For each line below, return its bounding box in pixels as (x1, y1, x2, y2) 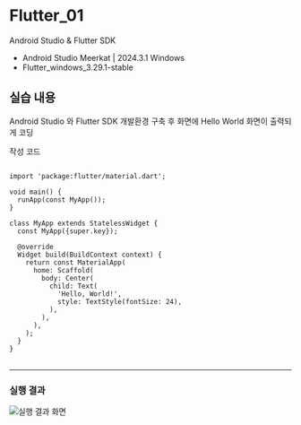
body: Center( (41, 273, 94, 282)
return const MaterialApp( (25, 257, 126, 267)
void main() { (9, 187, 63, 196)
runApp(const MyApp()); (17, 195, 106, 204)
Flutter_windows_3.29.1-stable (21, 62, 134, 73)
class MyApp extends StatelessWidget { (9, 219, 159, 228)
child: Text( (48, 282, 99, 291)
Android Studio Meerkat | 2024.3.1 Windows (21, 52, 185, 63)
